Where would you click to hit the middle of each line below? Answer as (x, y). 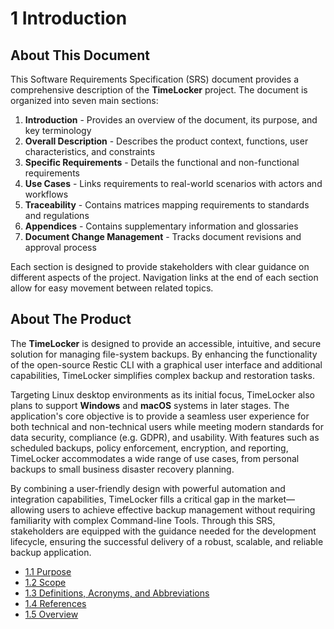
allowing (27, 509)
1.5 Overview (51, 614)
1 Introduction (69, 18)
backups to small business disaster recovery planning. (122, 469)
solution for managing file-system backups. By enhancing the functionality (164, 354)
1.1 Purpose (48, 571)
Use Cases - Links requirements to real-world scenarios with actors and (173, 183)
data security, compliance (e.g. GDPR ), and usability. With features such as (165, 437)
